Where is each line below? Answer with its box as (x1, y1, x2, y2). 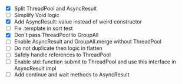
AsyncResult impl (14, 65, 57, 72)
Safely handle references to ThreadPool (14, 51, 111, 58)
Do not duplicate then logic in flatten (14, 45, 102, 52)
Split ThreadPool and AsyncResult (14, 5, 97, 12)
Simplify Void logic (14, 12, 59, 19)
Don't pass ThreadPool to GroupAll (14, 32, 99, 39)
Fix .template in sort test (14, 25, 73, 32)
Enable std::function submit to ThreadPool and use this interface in (14, 58, 176, 65)
